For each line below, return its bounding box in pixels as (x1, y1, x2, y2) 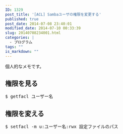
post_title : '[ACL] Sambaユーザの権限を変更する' (5, 12, 102, 17)
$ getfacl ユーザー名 (5, 94, 54, 100)
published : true (5, 16, 39, 21)
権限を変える (5, 109, 45, 118)
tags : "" (5, 44, 23, 49)
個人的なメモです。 (5, 63, 44, 69)
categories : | (5, 35, 35, 40)
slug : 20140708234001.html (5, 30, 61, 35)
